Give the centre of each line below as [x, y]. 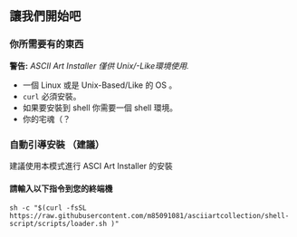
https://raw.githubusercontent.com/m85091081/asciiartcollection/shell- [149, 216]
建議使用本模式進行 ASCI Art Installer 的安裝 [91, 166]
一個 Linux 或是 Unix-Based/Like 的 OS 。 [100, 85]
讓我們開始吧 [45, 16]
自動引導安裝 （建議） [57, 145]
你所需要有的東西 [47, 44]
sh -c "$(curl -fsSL [48, 208]
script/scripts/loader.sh [58, 224]
